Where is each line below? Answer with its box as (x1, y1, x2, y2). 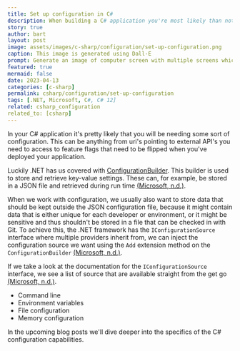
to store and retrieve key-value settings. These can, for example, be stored (7, 173, 227, 182)
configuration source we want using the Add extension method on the (7, 240, 211, 249)
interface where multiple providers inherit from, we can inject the (7, 233, 199, 241)
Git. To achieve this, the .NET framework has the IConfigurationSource (7, 225, 216, 234)
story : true (7, 24, 43, 31)
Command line (17, 290, 61, 300)
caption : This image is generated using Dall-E (7, 51, 152, 58)
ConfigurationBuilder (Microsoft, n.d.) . (7, 248, 123, 257)
